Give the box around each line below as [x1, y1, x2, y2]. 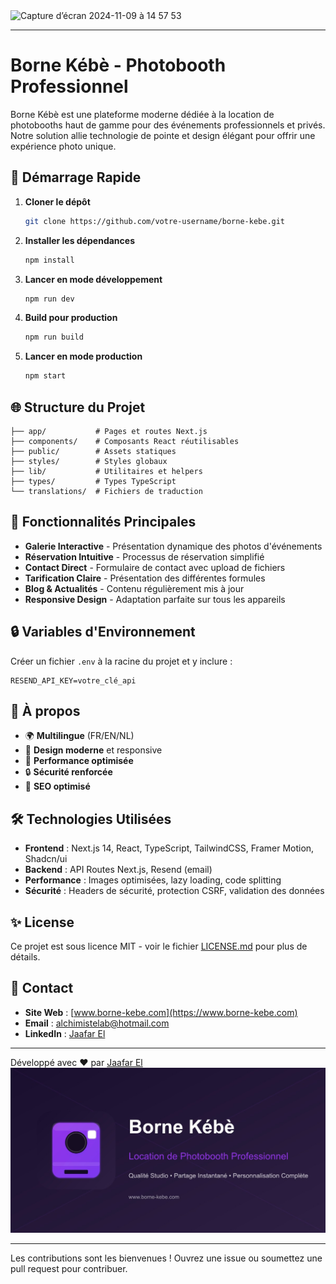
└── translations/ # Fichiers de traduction [10, 486, 203, 496]
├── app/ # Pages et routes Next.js [10, 426, 208, 436]
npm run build [24, 332, 84, 343]
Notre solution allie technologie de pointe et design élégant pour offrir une [10, 129, 316, 141]
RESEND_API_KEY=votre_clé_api [10, 675, 137, 686]
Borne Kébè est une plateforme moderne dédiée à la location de [10, 108, 275, 120]
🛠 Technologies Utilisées [10, 810, 172, 828]
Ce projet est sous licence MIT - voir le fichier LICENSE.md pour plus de [10, 940, 308, 952]
